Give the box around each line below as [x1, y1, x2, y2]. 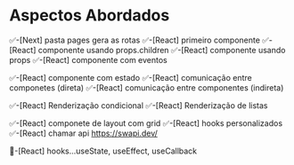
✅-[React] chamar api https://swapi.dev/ [9, 128, 159, 138]
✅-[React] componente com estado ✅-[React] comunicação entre [9, 72, 252, 82]
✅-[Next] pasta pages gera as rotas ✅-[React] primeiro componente [9, 35, 261, 45]
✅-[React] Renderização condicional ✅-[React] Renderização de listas [9, 99, 268, 111]
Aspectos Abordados [9, 5, 170, 26]
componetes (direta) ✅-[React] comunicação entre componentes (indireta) [9, 82, 284, 93]
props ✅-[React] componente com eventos [9, 54, 167, 65]
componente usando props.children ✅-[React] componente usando [37, 44, 286, 55]
